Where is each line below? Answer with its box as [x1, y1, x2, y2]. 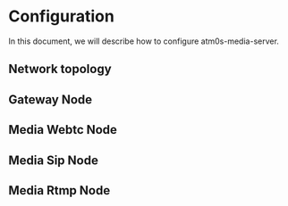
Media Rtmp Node [8, 183, 111, 198]
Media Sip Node [8, 152, 99, 168]
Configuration [8, 6, 115, 27]
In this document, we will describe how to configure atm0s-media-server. [8, 36, 279, 46]
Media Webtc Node [8, 122, 118, 137]
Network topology [8, 62, 113, 77]
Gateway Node [8, 92, 93, 107]
